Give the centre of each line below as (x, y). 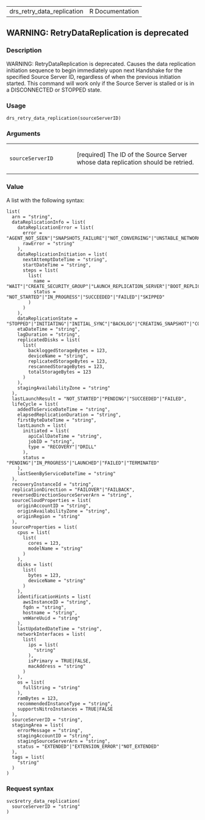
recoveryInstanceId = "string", (53, 484)
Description (24, 50)
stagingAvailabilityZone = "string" (64, 388)
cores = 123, (45, 543)
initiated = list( (46, 430)
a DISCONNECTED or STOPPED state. (54, 90)
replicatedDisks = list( (49, 340)
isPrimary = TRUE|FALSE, (60, 661)
